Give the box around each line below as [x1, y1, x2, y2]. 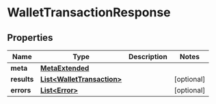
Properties [7, 32, 53, 44]
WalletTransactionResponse [7, 5, 171, 20]
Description [129, 52, 167, 61]
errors [10, 86, 31, 94]
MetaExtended [40, 63, 90, 73]
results [10, 75, 34, 84]
